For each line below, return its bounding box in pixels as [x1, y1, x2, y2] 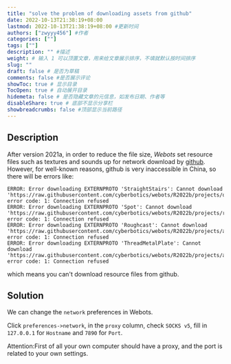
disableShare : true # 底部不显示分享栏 [7, 100, 113, 107]
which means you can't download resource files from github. [7, 270, 179, 278]
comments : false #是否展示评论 [7, 74, 91, 81]
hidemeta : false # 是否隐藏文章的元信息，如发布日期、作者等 [7, 94, 165, 101]
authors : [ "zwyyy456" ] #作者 [7, 29, 89, 37]
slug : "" [7, 61, 32, 68]
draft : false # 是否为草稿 [7, 68, 79, 74]
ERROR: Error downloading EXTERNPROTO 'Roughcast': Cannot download [7, 221, 208, 228]
